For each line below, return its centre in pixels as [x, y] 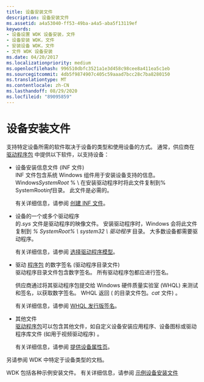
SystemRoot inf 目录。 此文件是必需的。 [64, 190]
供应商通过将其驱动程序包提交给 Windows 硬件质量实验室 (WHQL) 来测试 [107, 285]
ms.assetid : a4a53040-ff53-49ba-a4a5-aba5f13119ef [72, 23]
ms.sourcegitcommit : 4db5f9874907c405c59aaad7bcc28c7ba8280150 [88, 74]
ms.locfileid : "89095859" [39, 97]
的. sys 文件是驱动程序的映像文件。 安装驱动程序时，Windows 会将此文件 [106, 223]
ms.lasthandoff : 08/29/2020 [42, 91]
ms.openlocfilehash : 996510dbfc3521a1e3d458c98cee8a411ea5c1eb [88, 68]
